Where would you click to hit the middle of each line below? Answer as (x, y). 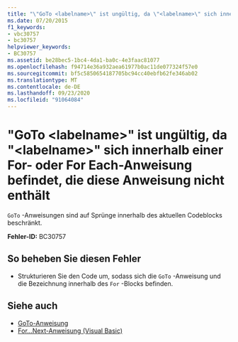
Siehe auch (33, 306)
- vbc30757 (23, 34)
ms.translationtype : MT (42, 80)
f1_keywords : (27, 27)
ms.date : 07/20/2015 (38, 21)
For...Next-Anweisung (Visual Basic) (70, 331)
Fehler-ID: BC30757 (37, 236)
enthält (29, 196)
